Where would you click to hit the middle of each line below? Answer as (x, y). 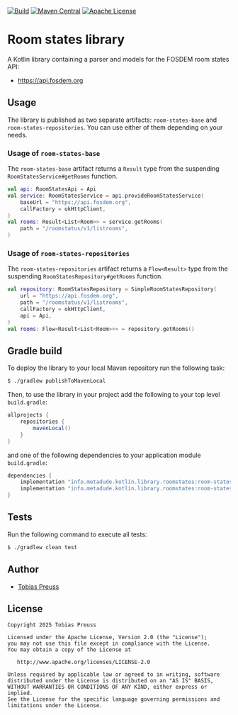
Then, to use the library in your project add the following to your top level (114, 395)
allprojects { (28, 415)
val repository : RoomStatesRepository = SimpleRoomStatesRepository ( (112, 289)
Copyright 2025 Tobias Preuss (52, 625)
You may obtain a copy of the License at (69, 650)
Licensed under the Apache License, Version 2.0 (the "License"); (107, 638)
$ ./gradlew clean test (42, 547)
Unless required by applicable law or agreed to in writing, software (114, 675)
